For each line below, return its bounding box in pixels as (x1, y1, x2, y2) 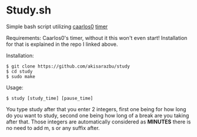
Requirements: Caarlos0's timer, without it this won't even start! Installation (6, 34, 188, 41)
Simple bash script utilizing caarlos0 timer (6, 23, 108, 30)
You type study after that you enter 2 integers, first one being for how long (6, 105, 186, 112)
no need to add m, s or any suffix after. (6, 124, 100, 131)
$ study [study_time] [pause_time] (6, 95, 94, 101)
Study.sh (6, 4, 52, 17)
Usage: (6, 83, 24, 91)
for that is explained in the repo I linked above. (6, 41, 118, 48)
